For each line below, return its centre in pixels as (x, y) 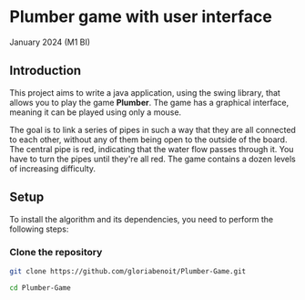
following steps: (39, 229)
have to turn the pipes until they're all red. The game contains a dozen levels (152, 159)
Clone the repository (56, 253)
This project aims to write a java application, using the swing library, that (145, 92)
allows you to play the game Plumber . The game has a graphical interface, (149, 102)
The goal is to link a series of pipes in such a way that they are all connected (152, 129)
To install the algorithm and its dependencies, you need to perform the (142, 219)
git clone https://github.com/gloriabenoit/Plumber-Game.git (128, 271)
